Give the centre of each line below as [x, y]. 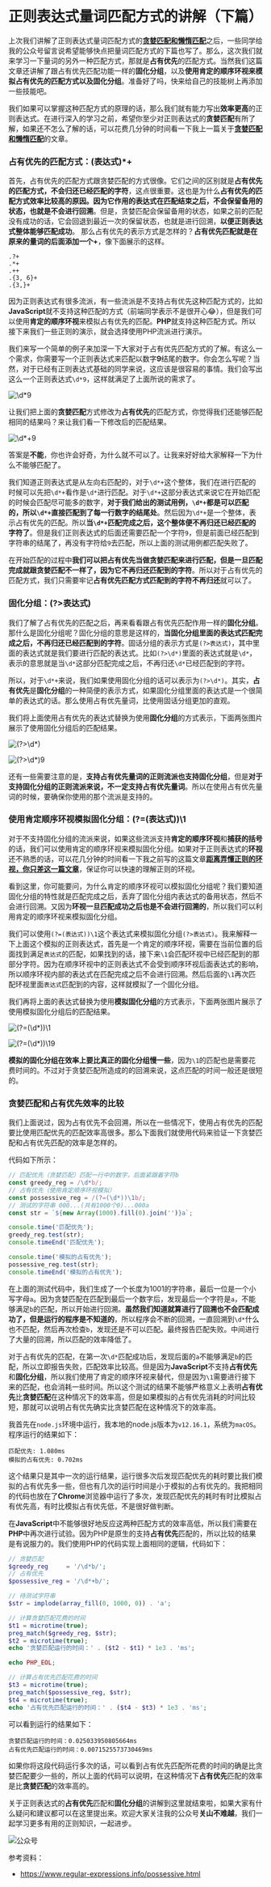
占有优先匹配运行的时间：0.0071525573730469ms [81, 1749]
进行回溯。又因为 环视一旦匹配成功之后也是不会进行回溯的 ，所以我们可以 [135, 906]
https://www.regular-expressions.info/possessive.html [110, 1873]
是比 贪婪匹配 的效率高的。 [51, 1786]
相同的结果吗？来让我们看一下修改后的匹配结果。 [90, 422]
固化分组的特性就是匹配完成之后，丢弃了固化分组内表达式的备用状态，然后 [132, 896]
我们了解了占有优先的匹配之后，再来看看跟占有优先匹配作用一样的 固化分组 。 [135, 622]
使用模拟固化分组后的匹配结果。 [61, 1011]
